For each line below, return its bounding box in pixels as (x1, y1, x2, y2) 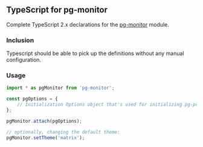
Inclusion (6, 36, 34, 44)
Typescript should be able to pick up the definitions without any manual (6, 50, 184, 57)
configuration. (6, 56, 41, 64)
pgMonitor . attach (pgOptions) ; (6, 118, 83, 124)
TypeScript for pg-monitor (6, 5, 108, 15)
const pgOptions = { (6, 96, 59, 102)
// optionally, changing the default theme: (6, 129, 120, 135)
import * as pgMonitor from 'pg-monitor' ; (6, 85, 115, 91)
